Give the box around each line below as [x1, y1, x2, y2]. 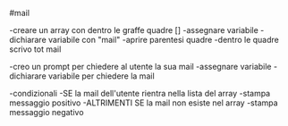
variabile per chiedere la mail [47, 71, 155, 81]
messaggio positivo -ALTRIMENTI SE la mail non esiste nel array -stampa [9, 97, 279, 108]
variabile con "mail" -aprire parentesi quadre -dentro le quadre [47, 35, 279, 45]
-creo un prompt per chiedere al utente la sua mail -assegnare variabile [9, 62, 272, 71]
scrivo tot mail [9, 44, 62, 55]
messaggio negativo [9, 107, 84, 117]
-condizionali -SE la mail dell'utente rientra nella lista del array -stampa [9, 88, 271, 98]
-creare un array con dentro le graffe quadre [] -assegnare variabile [9, 25, 259, 35]
